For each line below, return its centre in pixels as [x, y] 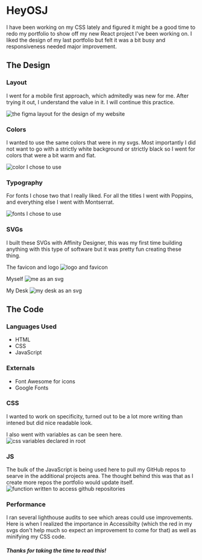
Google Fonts [32, 388]
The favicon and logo [33, 267]
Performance [26, 505]
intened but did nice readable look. [49, 423]
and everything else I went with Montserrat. [60, 202]
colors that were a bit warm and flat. [51, 155]
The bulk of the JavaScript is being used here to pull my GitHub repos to [96, 470]
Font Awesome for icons [45, 381]
